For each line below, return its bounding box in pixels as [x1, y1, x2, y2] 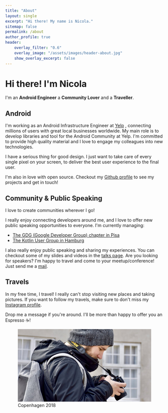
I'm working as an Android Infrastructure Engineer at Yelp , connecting [5, 123, 151, 129]
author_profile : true [5, 35, 51, 40]
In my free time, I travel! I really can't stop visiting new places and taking [5, 291, 155, 297]
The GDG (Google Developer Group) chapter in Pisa [12, 232, 120, 238]
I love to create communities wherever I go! [5, 208, 95, 214]
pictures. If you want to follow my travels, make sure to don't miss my [5, 296, 149, 302]
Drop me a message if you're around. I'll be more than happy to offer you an [5, 312, 162, 318]
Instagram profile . [5, 301, 42, 307]
